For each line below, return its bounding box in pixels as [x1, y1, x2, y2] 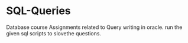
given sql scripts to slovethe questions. [6, 29, 102, 37]
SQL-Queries [6, 4, 71, 18]
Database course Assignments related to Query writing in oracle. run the [6, 24, 183, 31]
